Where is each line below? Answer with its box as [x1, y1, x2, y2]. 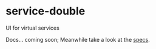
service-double [5, 4, 86, 18]
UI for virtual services [5, 24, 60, 31]
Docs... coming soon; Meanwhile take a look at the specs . [5, 36, 150, 43]
